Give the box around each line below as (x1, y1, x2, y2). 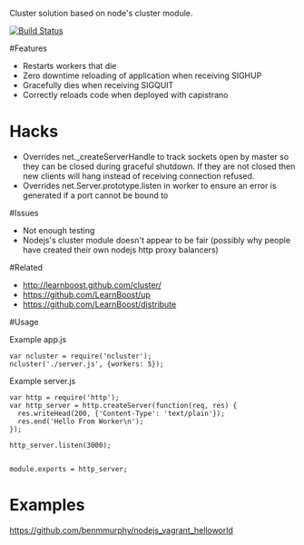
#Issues (9, 207, 39, 218)
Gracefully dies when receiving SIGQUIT (22, 80, 174, 90)
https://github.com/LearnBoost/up (22, 289, 152, 300)
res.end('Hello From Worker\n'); (17, 417, 144, 426)
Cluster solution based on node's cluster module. (9, 8, 193, 18)
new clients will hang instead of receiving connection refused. (22, 170, 255, 181)
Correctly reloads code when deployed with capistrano (22, 90, 229, 100)
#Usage (9, 316, 39, 327)
